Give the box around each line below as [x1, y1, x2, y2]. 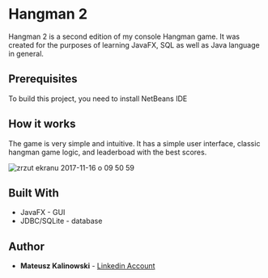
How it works [8, 117, 76, 131]
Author [8, 239, 45, 253]
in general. [8, 48, 45, 58]
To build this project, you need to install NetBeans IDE [8, 94, 188, 103]
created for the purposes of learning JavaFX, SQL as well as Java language [8, 40, 261, 49]
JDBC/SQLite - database [19, 216, 103, 226]
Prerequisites [8, 72, 78, 86]
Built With [8, 186, 59, 200]
